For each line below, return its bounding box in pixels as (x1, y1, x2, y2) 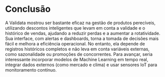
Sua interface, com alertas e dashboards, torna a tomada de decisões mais (5, 36, 159, 41)
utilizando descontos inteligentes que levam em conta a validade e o (5, 25, 146, 31)
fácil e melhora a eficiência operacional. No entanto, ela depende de (5, 40, 145, 46)
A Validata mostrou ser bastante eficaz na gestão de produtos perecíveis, (5, 20, 156, 26)
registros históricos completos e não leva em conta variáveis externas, (5, 46, 150, 52)
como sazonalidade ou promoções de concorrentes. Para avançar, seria (5, 51, 153, 57)
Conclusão (5, 3, 51, 15)
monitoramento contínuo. (5, 67, 57, 73)
